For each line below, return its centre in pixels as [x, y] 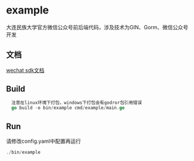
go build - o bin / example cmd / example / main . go [68, 108]
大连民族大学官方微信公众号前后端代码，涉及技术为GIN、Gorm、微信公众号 [97, 27]
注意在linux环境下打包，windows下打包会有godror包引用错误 [77, 103]
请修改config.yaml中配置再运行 [44, 141]
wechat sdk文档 [25, 70]
